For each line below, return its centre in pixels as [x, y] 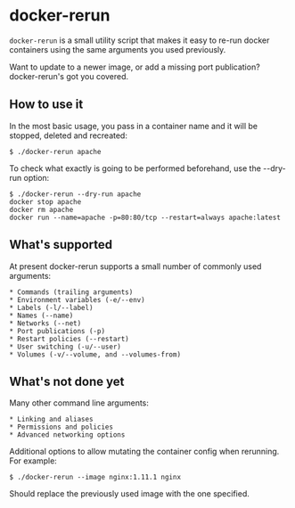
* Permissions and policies [61, 427]
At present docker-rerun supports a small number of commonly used [135, 266]
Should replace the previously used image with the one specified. [129, 494]
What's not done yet [67, 381]
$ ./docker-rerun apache [55, 152]
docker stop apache [45, 201]
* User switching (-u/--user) [66, 347]
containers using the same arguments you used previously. [118, 49]
